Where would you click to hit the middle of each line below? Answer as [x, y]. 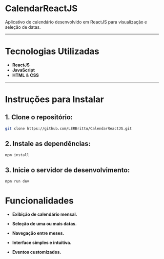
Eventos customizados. [37, 252]
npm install [17, 155]
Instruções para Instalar [54, 100]
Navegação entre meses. [38, 233]
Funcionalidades [40, 201]
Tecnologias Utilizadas [52, 51]
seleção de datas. [23, 27]
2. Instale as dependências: [48, 144]
